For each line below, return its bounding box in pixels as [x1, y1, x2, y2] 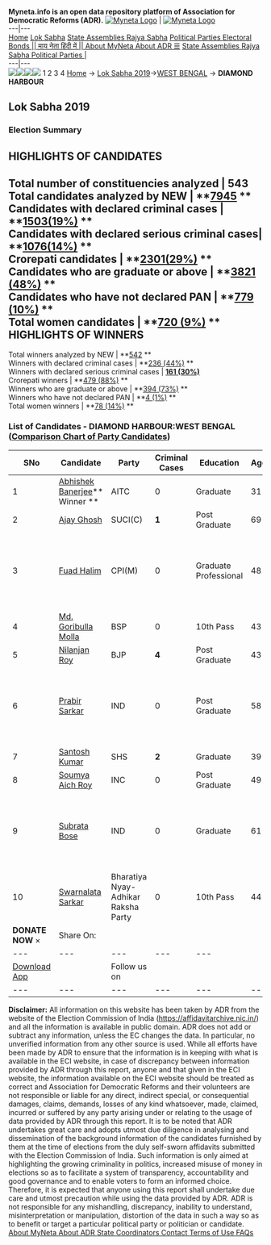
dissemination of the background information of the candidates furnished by [8, 1133, 262, 1143]
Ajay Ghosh [58, 514, 102, 525]
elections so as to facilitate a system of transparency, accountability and [8, 1168, 248, 1177]
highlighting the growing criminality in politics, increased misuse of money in [8, 1159, 263, 1168]
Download [12, 960, 51, 971]
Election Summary [8, 124, 82, 136]
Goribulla [58, 620, 94, 632]
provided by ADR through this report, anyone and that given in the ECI [8, 1064, 240, 1074]
